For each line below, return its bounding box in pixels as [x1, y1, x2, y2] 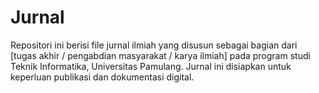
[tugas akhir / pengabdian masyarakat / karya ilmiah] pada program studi [10, 49, 311, 61]
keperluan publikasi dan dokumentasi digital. [10, 71, 195, 83]
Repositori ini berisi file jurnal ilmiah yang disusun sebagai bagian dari [10, 39, 298, 51]
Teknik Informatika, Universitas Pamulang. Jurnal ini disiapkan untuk [10, 60, 292, 72]
